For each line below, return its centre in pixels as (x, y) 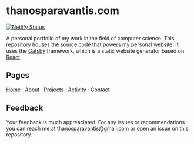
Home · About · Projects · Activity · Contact (58, 90)
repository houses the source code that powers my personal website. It (92, 44)
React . (14, 57)
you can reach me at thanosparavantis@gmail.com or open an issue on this (97, 128)
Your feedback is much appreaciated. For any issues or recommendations (96, 122)
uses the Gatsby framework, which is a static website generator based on (95, 50)
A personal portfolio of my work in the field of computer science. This (90, 38)
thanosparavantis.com (63, 11)
